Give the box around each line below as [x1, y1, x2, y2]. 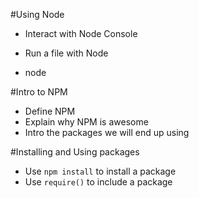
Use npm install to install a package [24, 165, 177, 177]
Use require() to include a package [24, 176, 173, 188]
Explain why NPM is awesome [24, 116, 149, 128]
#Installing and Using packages [10, 146, 140, 158]
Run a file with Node [24, 47, 109, 59]
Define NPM [24, 105, 76, 117]
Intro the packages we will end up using [24, 127, 190, 138]
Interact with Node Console [24, 28, 138, 39]
